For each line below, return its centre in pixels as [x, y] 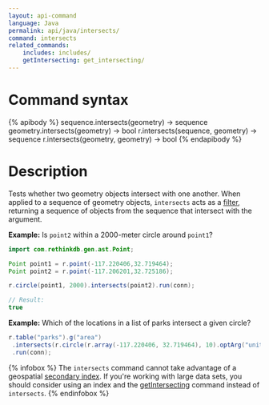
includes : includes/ [57, 53]
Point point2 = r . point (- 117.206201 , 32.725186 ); [91, 271]
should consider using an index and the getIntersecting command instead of [134, 384]
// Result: [26, 300]
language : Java [34, 23]
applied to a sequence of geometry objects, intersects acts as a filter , [124, 202]
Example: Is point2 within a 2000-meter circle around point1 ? [111, 235]
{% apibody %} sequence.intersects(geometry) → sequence [108, 122]
